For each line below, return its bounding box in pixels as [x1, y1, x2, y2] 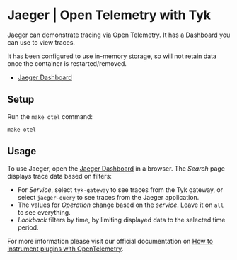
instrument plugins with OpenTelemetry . [7, 244, 124, 253]
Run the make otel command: [7, 112, 93, 120]
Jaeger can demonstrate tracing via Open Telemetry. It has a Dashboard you [7, 30, 231, 39]
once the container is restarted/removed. [7, 59, 127, 67]
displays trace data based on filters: [7, 171, 112, 180]
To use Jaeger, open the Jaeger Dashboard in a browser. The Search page [7, 164, 225, 173]
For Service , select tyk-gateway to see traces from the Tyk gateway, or [17, 185, 224, 194]
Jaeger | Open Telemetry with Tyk [7, 7, 211, 23]
